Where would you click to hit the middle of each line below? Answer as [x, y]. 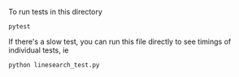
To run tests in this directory [56, 12]
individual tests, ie [39, 50]
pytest [20, 27]
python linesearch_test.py [54, 65]
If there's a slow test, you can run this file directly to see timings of [120, 41]
